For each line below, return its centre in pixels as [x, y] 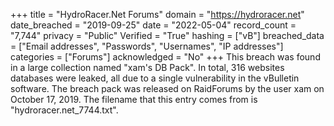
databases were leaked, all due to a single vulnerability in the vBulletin [155, 78]
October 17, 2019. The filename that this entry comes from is [134, 99]
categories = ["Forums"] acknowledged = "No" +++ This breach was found [165, 57]
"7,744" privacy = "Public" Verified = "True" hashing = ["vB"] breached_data [167, 35]
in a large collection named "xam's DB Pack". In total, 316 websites [147, 67]
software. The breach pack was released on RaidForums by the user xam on [167, 88]
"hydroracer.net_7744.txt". [64, 110]
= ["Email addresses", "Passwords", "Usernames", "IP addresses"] [147, 46]
